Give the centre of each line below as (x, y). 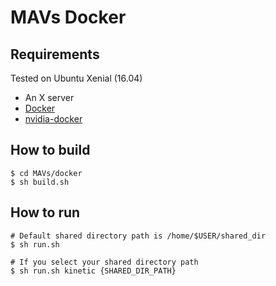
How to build (50, 150)
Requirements (55, 54)
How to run (45, 212)
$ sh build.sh (40, 182)
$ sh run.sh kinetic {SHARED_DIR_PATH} (93, 271)
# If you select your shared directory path (104, 262)
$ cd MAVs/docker (46, 173)
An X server (49, 97)
